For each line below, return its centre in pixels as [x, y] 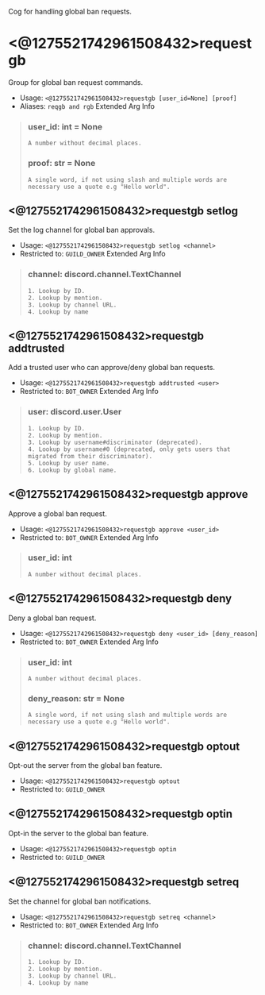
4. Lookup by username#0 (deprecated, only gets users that [129, 449]
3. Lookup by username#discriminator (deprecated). [115, 442]
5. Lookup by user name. [69, 463]
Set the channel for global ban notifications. [80, 901]
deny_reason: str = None [76, 698]
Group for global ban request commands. [76, 82]
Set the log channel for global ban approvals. [82, 230]
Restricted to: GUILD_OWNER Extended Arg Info [93, 254]
